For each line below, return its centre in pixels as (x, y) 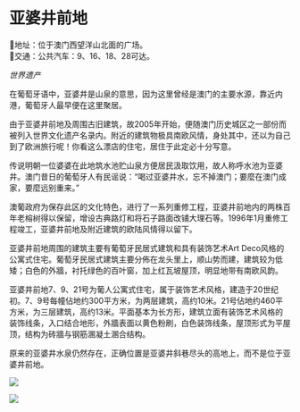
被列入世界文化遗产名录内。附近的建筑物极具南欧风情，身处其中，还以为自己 (150, 135)
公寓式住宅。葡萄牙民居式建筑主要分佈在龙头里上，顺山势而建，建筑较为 (142, 259)
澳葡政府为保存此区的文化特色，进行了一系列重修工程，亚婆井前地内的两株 (146, 206)
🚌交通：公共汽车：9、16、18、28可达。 (82, 55)
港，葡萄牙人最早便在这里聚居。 (68, 105)
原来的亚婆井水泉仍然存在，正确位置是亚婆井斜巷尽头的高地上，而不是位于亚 (150, 353)
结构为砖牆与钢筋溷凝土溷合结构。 (87, 334)
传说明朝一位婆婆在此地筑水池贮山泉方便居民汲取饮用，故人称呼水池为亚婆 (146, 165)
